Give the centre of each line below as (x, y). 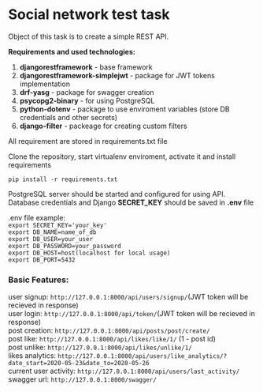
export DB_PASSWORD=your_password (65, 246)
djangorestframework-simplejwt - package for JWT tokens (117, 75)
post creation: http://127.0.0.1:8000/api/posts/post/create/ (109, 330)
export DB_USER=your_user (50, 239)
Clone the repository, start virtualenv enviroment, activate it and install (122, 156)
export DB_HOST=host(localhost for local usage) (89, 253)
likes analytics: (32, 356)
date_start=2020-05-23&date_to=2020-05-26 (79, 364)
